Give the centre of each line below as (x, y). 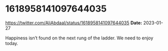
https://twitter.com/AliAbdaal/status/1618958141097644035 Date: (74, 23)
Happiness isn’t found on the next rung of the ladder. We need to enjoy (79, 38)
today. (12, 43)
